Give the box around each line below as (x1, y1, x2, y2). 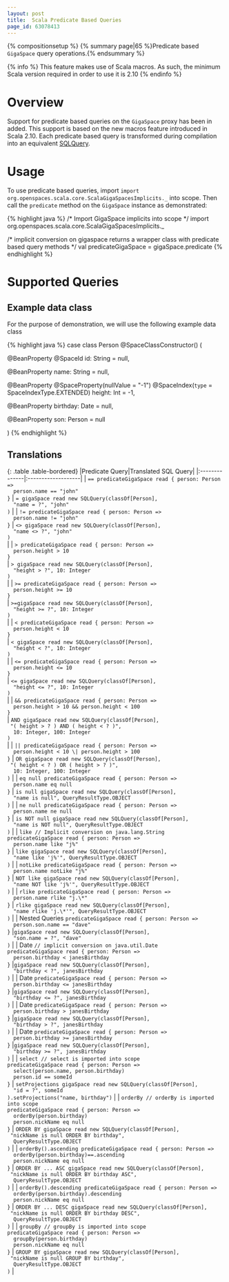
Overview (7, 94, 64, 110)
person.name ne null (13, 808, 72, 815)
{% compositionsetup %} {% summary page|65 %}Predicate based (7, 42, 199, 51)
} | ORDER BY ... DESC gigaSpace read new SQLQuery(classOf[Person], (7, 1202, 208, 1211)
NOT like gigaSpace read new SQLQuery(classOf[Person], (15, 875, 180, 883)
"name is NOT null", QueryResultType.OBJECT (13, 822, 143, 829)
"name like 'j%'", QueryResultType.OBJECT (13, 854, 137, 862)
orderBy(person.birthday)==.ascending (13, 1152, 126, 1159)
